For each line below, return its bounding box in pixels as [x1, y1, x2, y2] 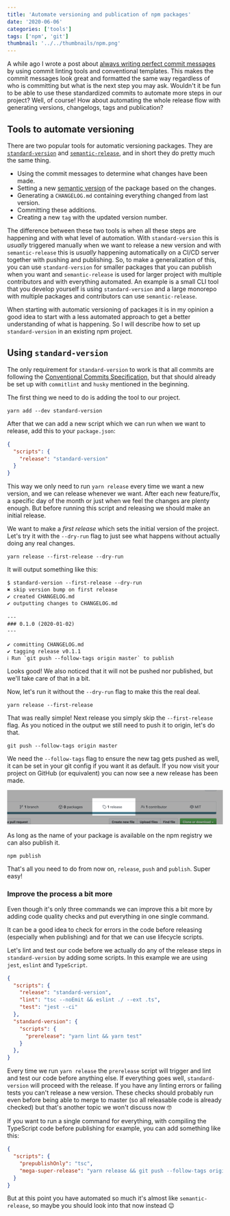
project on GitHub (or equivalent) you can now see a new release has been [7, 769, 218, 777]
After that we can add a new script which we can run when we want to [7, 419, 206, 428]
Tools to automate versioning [7, 124, 135, 135]
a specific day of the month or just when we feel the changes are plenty [7, 497, 210, 505]
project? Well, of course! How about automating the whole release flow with [7, 96, 221, 104]
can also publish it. [7, 839, 60, 847]
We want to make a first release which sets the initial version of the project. [7, 525, 219, 533]
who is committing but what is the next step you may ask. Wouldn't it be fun [7, 82, 221, 90]
